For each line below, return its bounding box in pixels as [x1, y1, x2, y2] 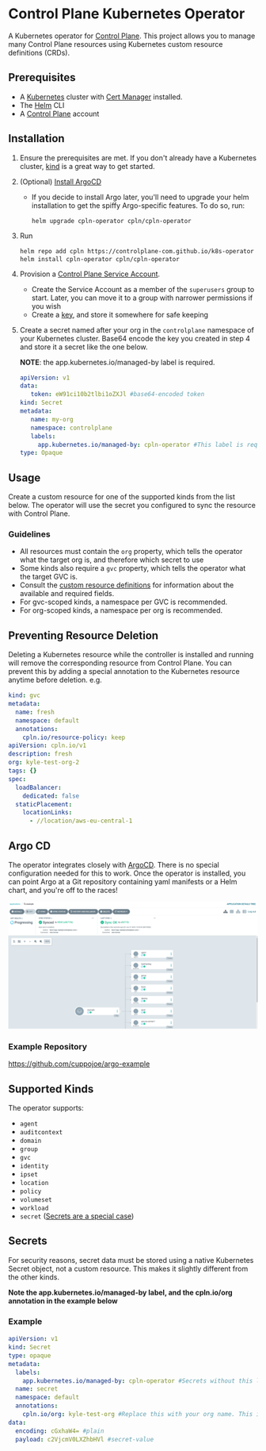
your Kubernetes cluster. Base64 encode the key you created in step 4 [19, 333, 251, 343]
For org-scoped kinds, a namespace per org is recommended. [19, 606, 223, 615]
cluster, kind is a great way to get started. [19, 161, 156, 171]
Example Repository [8, 1041, 88, 1052]
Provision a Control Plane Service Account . [19, 269, 161, 279]
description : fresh [8, 750, 73, 758]
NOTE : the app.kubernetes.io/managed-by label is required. [19, 357, 215, 367]
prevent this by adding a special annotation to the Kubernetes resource [8, 667, 240, 676]
